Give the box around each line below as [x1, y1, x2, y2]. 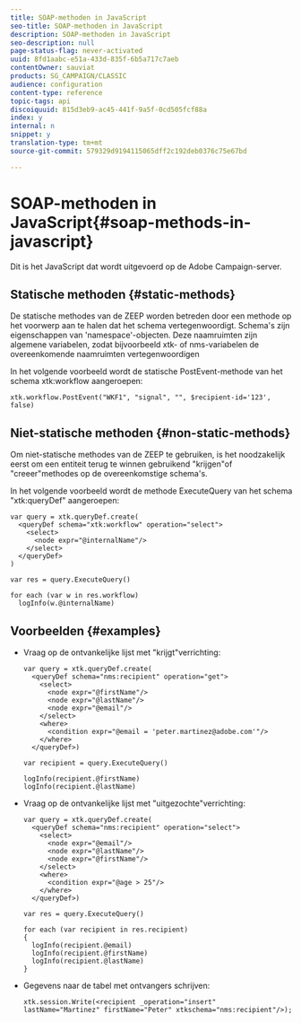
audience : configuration [10, 80, 103, 89]
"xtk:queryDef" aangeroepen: [10, 495, 120, 506]
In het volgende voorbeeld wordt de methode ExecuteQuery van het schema [10, 485, 293, 496]
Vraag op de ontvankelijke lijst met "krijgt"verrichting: [22, 647, 221, 658]
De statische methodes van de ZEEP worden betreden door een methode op [10, 310, 292, 321]
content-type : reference [10, 88, 103, 97]
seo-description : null [10, 38, 95, 48]
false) [10, 401, 35, 410]
